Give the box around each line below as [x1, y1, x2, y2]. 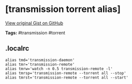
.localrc [5, 44, 29, 53]
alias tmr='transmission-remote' [5, 61, 75, 67]
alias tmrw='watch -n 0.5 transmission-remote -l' [5, 66, 113, 71]
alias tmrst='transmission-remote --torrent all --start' [5, 75, 128, 80]
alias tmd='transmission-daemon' [5, 57, 75, 62]
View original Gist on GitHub [5, 20, 63, 26]
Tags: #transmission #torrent [5, 29, 65, 35]
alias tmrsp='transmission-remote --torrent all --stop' [5, 70, 126, 75]
